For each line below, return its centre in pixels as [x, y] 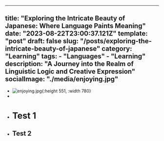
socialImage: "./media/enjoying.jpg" [62, 79]
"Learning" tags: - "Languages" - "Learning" [75, 56]
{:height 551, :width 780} [66, 91]
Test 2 [22, 133]
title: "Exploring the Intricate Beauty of [65, 18]
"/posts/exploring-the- [116, 41]
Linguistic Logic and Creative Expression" [70, 72]
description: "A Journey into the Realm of [69, 64]
